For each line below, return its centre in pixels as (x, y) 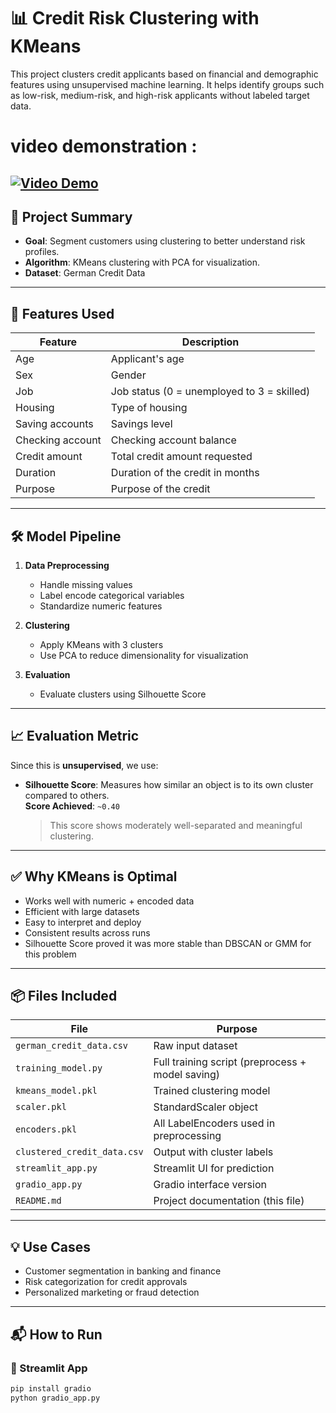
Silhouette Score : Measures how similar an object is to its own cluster (169, 784)
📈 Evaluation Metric (75, 736)
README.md (38, 1201)
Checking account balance (173, 440)
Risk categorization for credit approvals (106, 1282)
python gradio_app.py (55, 1398)
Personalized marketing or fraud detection (112, 1292)
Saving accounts (54, 424)
